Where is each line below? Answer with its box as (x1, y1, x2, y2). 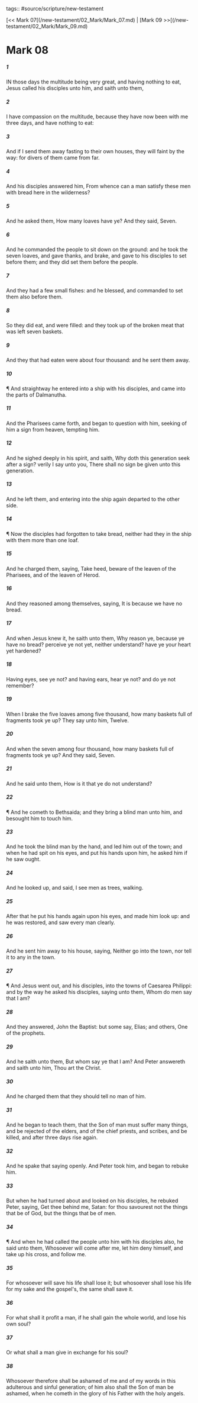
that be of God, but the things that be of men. (6, 1210, 116, 1217)
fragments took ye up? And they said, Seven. (6, 751, 115, 758)
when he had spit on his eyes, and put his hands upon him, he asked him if (6, 849, 188, 857)
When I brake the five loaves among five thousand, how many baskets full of (6, 710, 193, 717)
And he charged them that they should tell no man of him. (6, 1093, 147, 1100)
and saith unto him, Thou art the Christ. (6, 1064, 102, 1071)
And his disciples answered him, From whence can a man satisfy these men (6, 183, 191, 190)
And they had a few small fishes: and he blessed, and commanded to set (6, 287, 183, 294)
